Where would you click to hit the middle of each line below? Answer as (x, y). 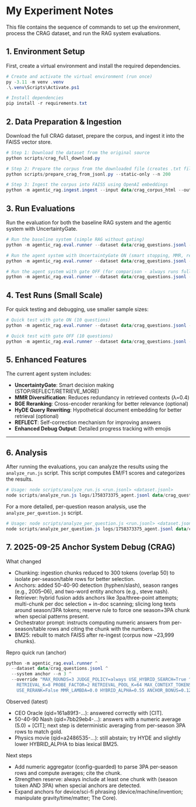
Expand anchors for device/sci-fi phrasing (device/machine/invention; (99, 791)
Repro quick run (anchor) (36, 652)
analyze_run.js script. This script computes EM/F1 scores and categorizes (96, 473)
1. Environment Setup (45, 52)
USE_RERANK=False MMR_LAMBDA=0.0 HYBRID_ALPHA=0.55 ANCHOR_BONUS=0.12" (105, 690)
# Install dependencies (35, 98)
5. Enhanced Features (46, 359)
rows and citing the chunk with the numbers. (101, 628)
